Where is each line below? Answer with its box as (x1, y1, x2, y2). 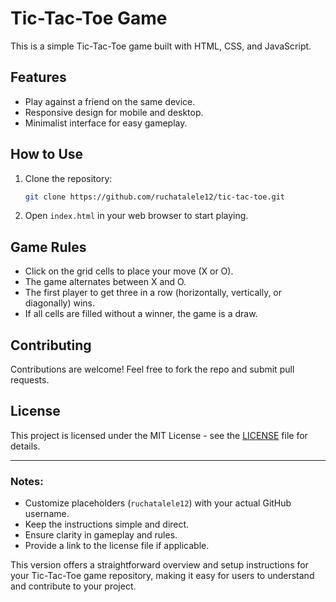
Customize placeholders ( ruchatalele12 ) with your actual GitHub (24, 497, 292, 509)
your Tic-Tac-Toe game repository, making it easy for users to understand (10, 570, 315, 582)
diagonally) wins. (24, 297, 96, 309)
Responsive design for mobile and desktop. (24, 106, 204, 118)
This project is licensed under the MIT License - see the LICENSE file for (10, 429, 308, 441)
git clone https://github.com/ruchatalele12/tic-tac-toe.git (24, 192, 286, 202)
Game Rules (10, 238, 87, 256)
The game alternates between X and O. (24, 276, 187, 288)
